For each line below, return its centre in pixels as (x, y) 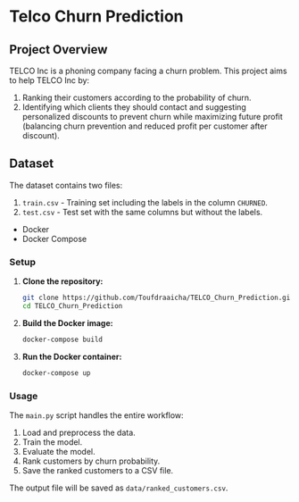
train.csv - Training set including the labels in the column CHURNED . (145, 202)
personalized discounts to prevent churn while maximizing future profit (152, 117)
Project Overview (58, 50)
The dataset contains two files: (66, 185)
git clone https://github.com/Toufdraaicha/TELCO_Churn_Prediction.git (158, 298)
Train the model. (52, 442)
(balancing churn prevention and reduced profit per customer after (145, 126)
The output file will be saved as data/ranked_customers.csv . (119, 488)
